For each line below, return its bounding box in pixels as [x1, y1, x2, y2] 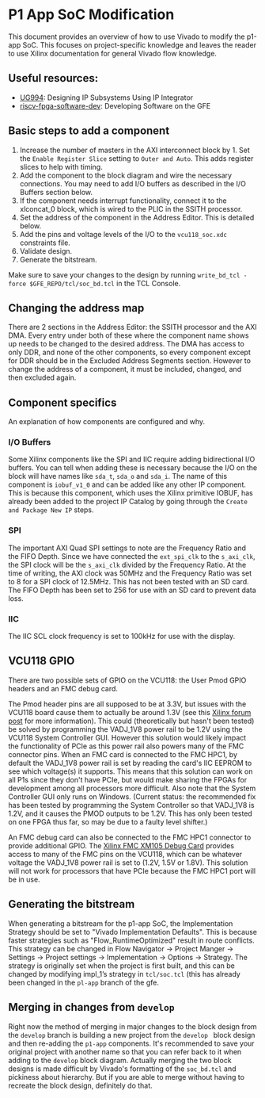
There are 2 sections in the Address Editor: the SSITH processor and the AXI [8, 323, 257, 332]
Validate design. [19, 246, 73, 255]
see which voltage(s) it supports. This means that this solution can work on [8, 767, 253, 776]
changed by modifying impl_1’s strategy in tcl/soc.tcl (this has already [8, 969, 241, 978]
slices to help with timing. [19, 162, 103, 171]
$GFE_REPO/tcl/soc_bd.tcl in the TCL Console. [28, 278, 181, 288]
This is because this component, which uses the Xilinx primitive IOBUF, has [8, 488, 253, 498]
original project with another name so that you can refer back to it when [8, 1046, 242, 1056]
